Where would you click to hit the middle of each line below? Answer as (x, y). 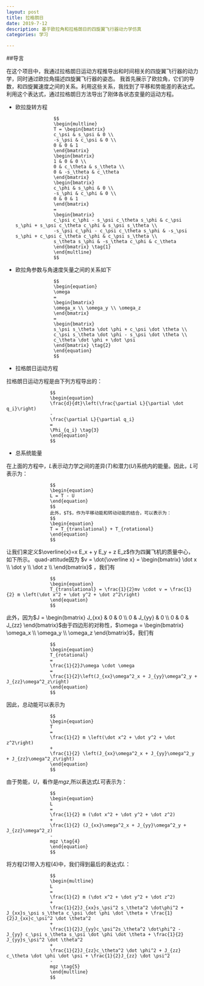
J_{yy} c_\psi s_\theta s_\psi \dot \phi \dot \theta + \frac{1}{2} (95, 935)
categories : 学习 (27, 35)
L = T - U (62, 496)
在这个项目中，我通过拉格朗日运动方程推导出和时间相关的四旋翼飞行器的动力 (102, 71)
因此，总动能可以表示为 (36, 705)
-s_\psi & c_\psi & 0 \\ (85, 140)
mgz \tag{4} (65, 842)
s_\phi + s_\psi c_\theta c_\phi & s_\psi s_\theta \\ (86, 226)
